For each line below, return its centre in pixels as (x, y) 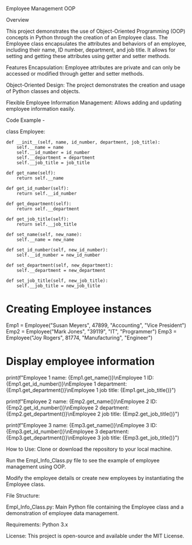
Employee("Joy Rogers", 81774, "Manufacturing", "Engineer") (79, 338)
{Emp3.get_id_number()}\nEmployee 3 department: (68, 431)
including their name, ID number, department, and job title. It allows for (91, 50)
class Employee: (26, 132)
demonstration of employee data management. (62, 513)
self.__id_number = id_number (53, 152)
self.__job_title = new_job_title (58, 286)
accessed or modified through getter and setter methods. (75, 74)
